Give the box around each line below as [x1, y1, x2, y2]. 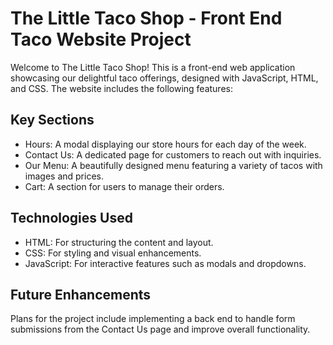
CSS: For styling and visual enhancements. [24, 247, 202, 259]
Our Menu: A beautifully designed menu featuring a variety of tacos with [24, 159, 323, 171]
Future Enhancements [10, 286, 152, 303]
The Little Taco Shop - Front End [10, 7, 283, 30]
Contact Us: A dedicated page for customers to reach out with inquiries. [24, 148, 322, 161]
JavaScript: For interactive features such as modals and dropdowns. [24, 257, 307, 269]
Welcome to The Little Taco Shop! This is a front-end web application [10, 61, 296, 73]
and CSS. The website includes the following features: [10, 82, 233, 94]
